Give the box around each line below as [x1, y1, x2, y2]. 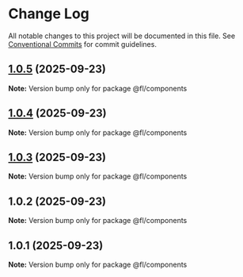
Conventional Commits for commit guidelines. [8, 39, 157, 48]
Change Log [8, 5, 89, 23]
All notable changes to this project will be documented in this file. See [8, 31, 236, 40]
